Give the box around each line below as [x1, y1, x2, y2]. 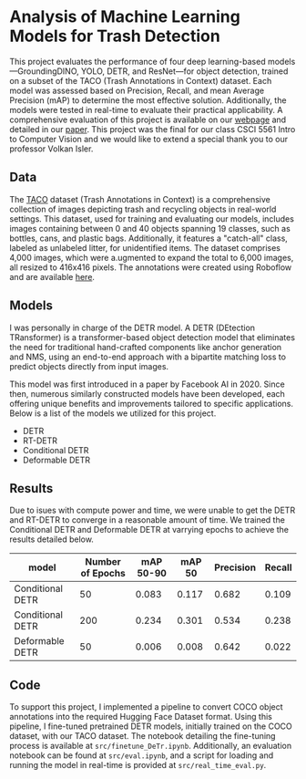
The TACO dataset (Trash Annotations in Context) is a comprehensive [9, 193, 271, 204]
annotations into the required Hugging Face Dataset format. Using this [9, 711, 273, 722]
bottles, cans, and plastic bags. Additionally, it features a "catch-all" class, [9, 233, 289, 244]
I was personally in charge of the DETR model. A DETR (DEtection [9, 322, 256, 333]
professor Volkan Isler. [9, 143, 94, 154]
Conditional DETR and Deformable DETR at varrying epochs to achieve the [9, 525, 290, 535]
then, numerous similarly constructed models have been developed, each [9, 388, 285, 399]
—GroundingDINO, [9, 66, 79, 77]
